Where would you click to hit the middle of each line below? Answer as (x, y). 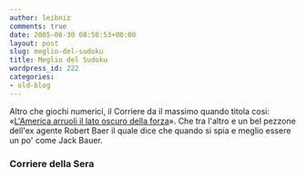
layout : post (34, 43)
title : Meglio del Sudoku (58, 60)
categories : (32, 77)
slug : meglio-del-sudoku (56, 52)
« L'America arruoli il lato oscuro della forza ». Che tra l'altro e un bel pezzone (152, 121)
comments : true (38, 26)
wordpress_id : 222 (44, 69)
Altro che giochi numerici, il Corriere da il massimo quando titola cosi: (140, 111)
